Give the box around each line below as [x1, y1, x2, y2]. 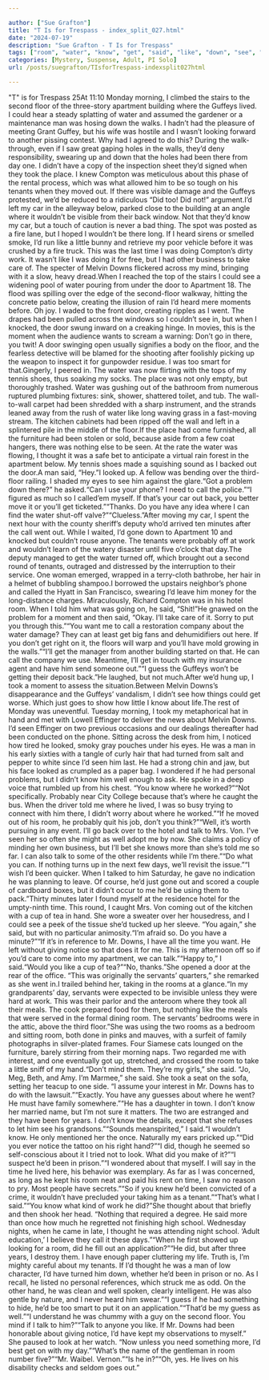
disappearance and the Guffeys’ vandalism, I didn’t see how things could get [8, 689, 261, 699]
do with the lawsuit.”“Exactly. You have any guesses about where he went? [8, 1090, 255, 1099]
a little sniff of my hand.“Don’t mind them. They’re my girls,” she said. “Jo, [8, 1064, 251, 1074]
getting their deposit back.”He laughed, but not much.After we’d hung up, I [8, 672, 254, 682]
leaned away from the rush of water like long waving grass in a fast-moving [8, 408, 258, 417]
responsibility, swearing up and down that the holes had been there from [8, 152, 248, 161]
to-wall [8, 399, 32, 409]
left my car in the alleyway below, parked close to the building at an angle [8, 203, 251, 213]
